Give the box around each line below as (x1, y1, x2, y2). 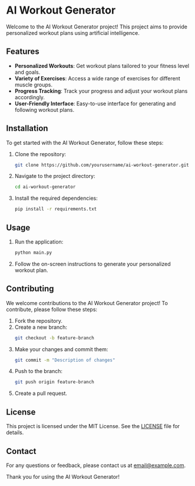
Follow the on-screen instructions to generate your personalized (14, 260, 171, 267)
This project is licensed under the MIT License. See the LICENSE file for (6, 423, 180, 430)
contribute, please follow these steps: (6, 306, 98, 313)
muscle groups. (14, 81, 53, 88)
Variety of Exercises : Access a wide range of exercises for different (14, 74, 181, 82)
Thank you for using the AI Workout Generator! (6, 473, 120, 480)
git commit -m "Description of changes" (14, 357, 115, 363)
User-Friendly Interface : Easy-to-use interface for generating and (14, 100, 176, 107)
